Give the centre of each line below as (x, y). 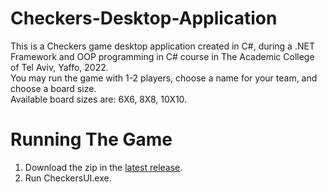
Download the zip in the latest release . (103, 167)
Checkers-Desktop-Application (144, 18)
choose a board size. (53, 88)
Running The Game (91, 139)
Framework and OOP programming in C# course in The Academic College (162, 56)
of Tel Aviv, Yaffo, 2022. (59, 67)
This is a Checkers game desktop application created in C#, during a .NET (162, 46)
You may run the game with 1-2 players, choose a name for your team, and (164, 78)
